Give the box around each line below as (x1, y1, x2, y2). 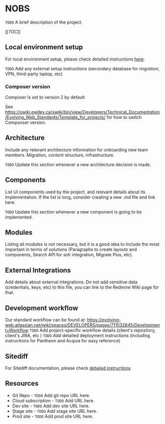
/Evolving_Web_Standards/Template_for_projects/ (5, 114, 106, 121)
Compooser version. (5, 120, 47, 125)
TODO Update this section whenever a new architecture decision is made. (5, 161, 151, 167)
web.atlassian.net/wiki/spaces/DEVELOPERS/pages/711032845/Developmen (5, 322, 160, 328)
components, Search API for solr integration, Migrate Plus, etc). (5, 252, 134, 258)
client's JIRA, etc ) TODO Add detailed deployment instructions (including (5, 333, 150, 338)
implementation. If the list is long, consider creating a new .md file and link (5, 194, 156, 200)
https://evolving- (86, 317, 121, 323)
